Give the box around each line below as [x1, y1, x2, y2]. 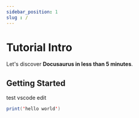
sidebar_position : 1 [6, 8, 59, 15]
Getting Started [6, 78, 66, 88]
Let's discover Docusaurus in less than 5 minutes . [6, 61, 133, 68]
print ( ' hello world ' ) [6, 106, 61, 112]
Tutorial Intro [6, 41, 73, 54]
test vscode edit [6, 94, 47, 102]
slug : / [6, 15, 28, 21]
